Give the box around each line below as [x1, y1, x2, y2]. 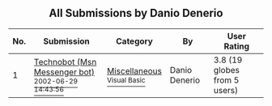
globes [213, 64, 240, 75]
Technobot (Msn [33, 56, 97, 67]
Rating [223, 40, 249, 52]
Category [116, 36, 154, 47]
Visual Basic [106, 75, 146, 84]
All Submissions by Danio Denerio [49, 6, 223, 20]
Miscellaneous [106, 65, 162, 76]
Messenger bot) [33, 66, 96, 78]
